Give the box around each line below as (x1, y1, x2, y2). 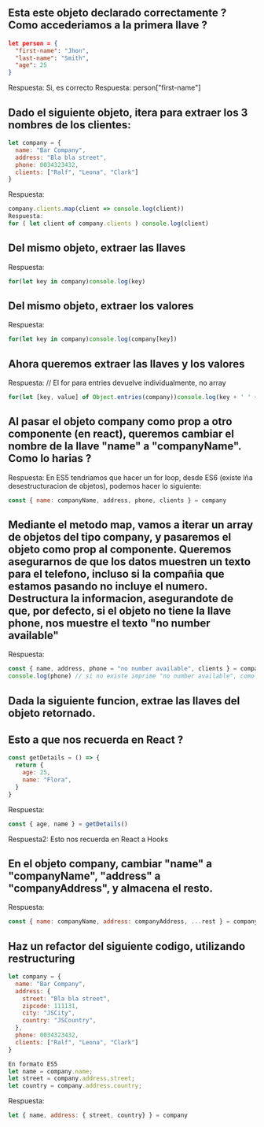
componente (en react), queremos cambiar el (8, 427, 234, 441)
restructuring (8, 951, 75, 965)
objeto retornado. (8, 706, 96, 719)
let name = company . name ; (8, 1067, 93, 1075)
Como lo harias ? (8, 452, 92, 465)
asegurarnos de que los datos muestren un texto (8, 555, 251, 569)
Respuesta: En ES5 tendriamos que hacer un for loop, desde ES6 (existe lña (8, 472, 253, 482)
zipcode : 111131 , (22, 1002, 79, 1010)
